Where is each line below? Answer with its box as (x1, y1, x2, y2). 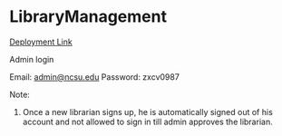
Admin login (9, 53, 54, 64)
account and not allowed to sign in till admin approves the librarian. (22, 116, 274, 127)
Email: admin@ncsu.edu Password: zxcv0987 (9, 71, 180, 83)
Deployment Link (9, 36, 73, 47)
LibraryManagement (9, 6, 168, 27)
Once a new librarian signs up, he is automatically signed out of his (22, 106, 274, 117)
